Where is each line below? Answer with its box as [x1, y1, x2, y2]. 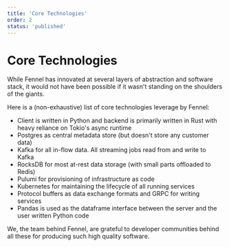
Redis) [17, 168, 36, 176]
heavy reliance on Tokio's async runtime [17, 124, 132, 132]
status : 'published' [7, 23, 67, 30]
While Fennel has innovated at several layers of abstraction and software [7, 75, 213, 83]
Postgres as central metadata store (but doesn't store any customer [17, 131, 210, 140]
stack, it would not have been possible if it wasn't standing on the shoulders [7, 83, 223, 91]
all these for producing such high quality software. [7, 232, 150, 241]
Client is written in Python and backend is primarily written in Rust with [17, 116, 218, 125]
